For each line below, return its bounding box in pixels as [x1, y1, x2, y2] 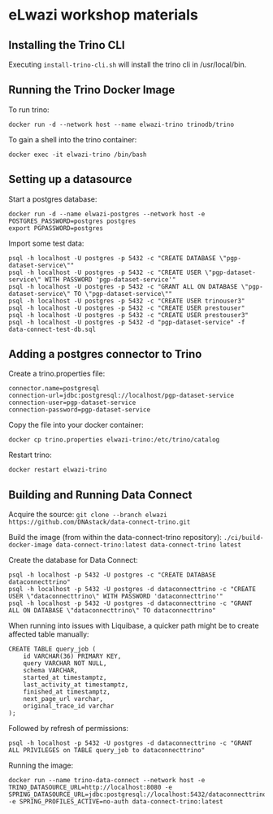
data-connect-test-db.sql [8, 325, 96, 333]
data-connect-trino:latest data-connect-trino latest [55, 541, 242, 550]
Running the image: [8, 760, 74, 770]
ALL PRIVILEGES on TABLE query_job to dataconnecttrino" [8, 747, 206, 755]
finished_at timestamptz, [23, 688, 111, 696]
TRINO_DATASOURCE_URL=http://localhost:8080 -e [8, 783, 173, 792]
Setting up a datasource [8, 172, 132, 186]
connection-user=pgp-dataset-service [8, 398, 136, 407]
